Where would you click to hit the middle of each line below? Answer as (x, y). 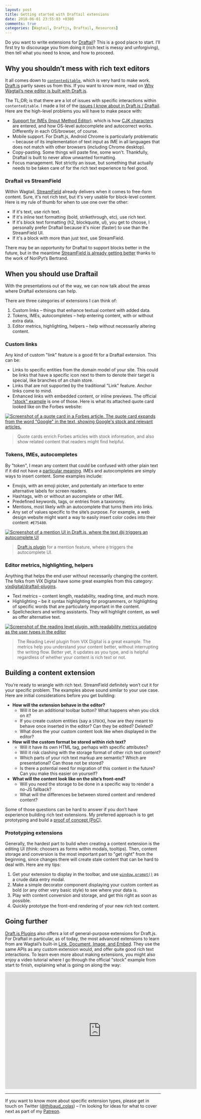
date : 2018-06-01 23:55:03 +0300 (40, 19)
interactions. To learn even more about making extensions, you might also (80, 954)
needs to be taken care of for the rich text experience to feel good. (80, 168)
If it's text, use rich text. (36, 212)
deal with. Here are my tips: (33, 865)
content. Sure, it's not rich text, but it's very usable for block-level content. (81, 197)
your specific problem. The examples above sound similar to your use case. (82, 690)
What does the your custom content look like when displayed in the (88, 731)
